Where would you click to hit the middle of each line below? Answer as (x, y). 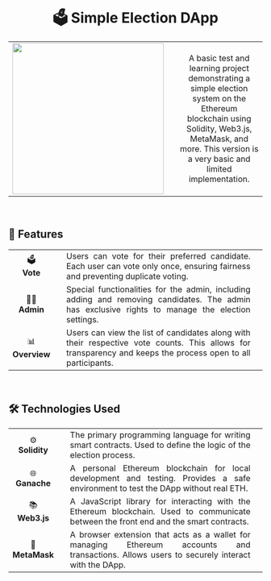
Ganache (33, 483)
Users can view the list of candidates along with (158, 332)
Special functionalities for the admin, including (158, 289)
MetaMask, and (219, 139)
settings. (82, 319)
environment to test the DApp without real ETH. (159, 488)
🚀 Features (36, 234)
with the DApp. (98, 565)
